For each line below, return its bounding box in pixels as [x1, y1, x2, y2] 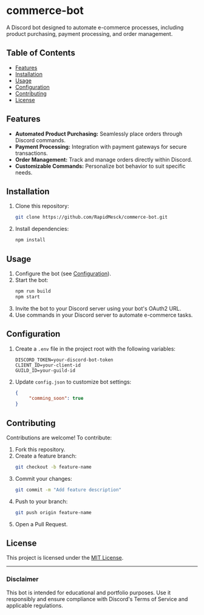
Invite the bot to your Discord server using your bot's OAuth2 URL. [15, 304, 182, 312]
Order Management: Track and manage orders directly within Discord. [15, 156, 192, 163]
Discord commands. [15, 136, 66, 143]
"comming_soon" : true [29, 396, 84, 402]
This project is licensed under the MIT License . [6, 554, 124, 562]
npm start [15, 294, 41, 300]
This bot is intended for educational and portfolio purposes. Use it [6, 589, 171, 596]
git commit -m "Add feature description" [15, 487, 122, 493]
